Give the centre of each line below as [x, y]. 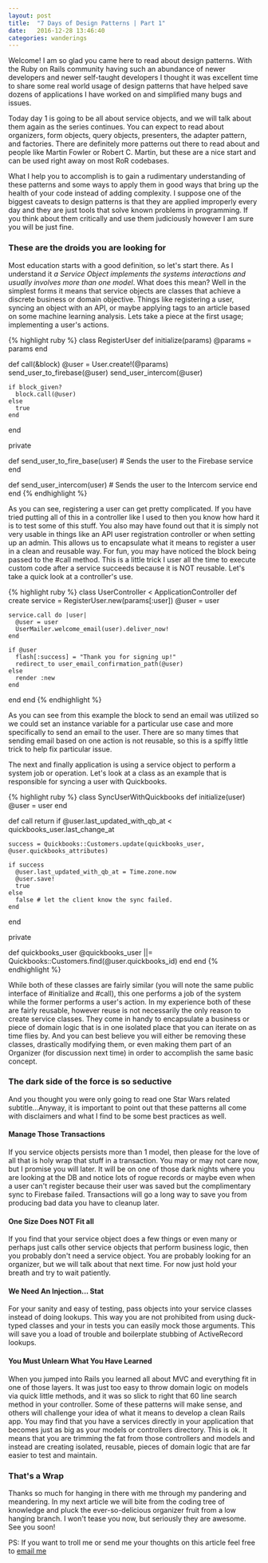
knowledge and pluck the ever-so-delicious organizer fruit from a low [122, 1510]
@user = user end [38, 805]
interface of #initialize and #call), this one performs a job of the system [125, 993]
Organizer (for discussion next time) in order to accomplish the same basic [131, 1052]
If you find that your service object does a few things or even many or [123, 1239]
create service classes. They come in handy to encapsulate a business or [129, 1019]
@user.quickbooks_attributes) [59, 851]
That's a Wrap [36, 1475]
